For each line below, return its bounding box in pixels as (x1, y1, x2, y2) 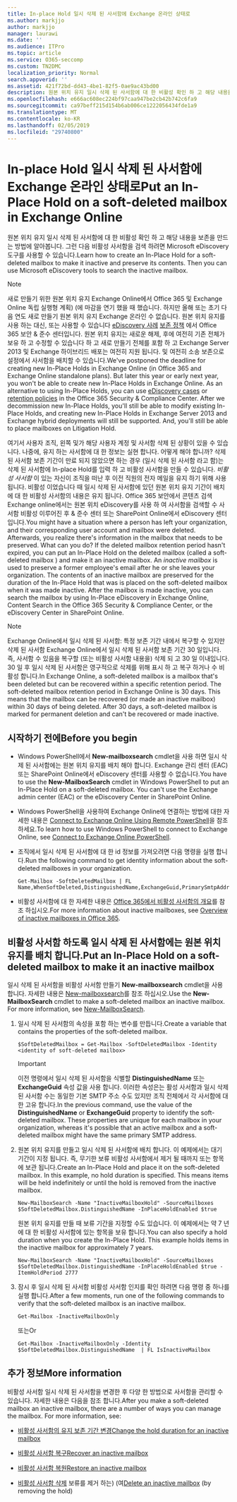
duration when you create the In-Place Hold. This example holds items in (17, 1235, 229, 1244)
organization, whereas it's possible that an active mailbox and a (17, 1123, 202, 1132)
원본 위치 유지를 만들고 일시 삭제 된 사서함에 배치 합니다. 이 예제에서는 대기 (17, 1145, 223, 1153)
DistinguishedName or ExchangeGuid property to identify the (17, 1108, 200, 1117)
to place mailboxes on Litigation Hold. (7, 424, 116, 432)
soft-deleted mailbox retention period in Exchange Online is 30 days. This (7, 687, 221, 696)
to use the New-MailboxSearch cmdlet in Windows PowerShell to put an (17, 777, 229, 787)
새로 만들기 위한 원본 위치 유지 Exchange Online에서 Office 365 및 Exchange (7, 294, 223, 303)
